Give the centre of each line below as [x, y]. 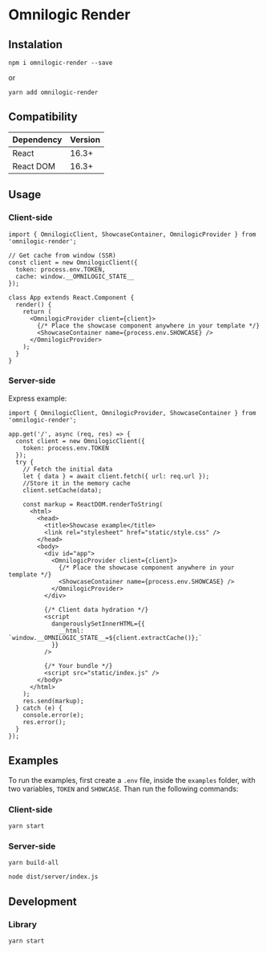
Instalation [35, 45]
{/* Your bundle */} [78, 666]
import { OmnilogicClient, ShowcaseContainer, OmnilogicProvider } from [132, 234]
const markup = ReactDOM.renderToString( [93, 504]
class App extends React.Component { [71, 297]
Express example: [38, 398]
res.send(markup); [53, 701]
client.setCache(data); [63, 490]
